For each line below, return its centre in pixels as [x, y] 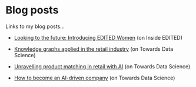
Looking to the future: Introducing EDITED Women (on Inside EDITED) [98, 37]
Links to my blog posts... [35, 26]
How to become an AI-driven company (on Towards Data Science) [94, 78]
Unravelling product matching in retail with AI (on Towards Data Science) [102, 66]
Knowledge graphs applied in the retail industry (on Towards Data [94, 49]
